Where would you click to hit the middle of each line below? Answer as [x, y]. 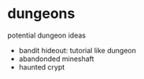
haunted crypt [42, 66]
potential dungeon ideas [46, 35]
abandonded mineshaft [56, 59]
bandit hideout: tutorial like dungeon [78, 50]
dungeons [41, 14]
